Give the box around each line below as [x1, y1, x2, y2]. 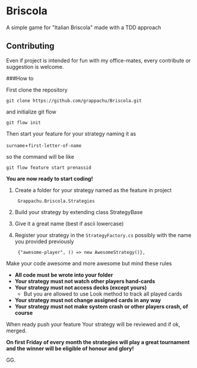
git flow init [6, 119, 42, 125]
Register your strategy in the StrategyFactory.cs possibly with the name [14, 231, 192, 238]
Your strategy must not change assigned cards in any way [14, 296, 161, 304]
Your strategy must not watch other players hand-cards [14, 278, 155, 285]
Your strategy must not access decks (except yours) [14, 284, 147, 291]
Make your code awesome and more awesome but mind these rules [6, 260, 172, 267]
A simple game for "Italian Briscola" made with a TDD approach [6, 24, 161, 31]
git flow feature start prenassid [6, 165, 92, 171]
